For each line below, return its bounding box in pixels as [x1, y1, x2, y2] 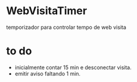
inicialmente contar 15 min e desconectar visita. [14, 64, 132, 71]
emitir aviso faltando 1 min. [14, 70, 81, 77]
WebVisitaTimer [6, 4, 88, 18]
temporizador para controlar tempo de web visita [6, 24, 127, 31]
